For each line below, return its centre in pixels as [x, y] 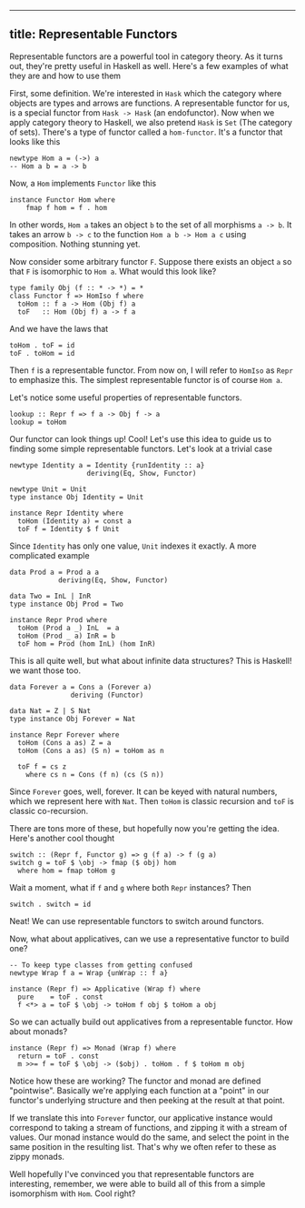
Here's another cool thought [62, 838]
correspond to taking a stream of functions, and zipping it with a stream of [148, 1127]
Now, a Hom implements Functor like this [83, 183]
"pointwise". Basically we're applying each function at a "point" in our [139, 1090]
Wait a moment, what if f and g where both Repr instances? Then [130, 887]
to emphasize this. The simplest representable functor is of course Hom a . [146, 379]
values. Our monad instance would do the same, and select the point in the [149, 1137]
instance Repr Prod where [58, 619]
